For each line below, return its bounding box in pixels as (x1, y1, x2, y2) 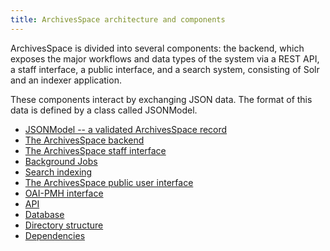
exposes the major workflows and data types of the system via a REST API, (10, 52, 320, 65)
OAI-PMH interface (24, 187, 104, 199)
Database (24, 208, 65, 220)
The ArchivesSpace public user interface (24, 176, 194, 188)
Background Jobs (24, 155, 98, 167)
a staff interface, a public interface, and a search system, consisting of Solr (10, 63, 320, 75)
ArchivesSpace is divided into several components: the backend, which (10, 42, 305, 54)
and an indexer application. (10, 74, 122, 86)
